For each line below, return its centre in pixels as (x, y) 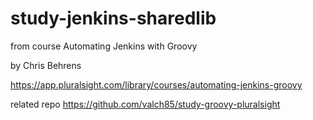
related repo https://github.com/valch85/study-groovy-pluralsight (145, 104)
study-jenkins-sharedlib (113, 18)
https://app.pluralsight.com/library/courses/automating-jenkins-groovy (156, 84)
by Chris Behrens (46, 65)
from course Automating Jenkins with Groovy (104, 46)
